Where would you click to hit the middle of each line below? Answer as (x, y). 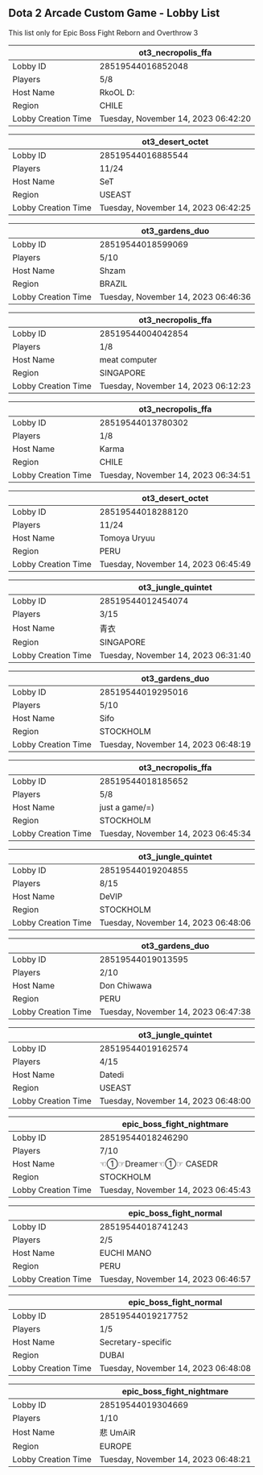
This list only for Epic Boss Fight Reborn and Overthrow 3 (103, 32)
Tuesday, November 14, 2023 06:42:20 (175, 118)
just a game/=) (127, 807)
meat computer (128, 359)
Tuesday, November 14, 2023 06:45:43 (175, 1190)
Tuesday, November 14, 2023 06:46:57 (175, 1278)
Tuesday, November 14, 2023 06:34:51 (175, 474)
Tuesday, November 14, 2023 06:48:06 (175, 922)
